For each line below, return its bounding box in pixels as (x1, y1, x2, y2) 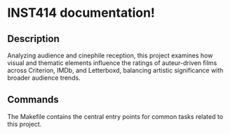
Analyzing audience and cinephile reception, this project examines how (7, 51, 213, 59)
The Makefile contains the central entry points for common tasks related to (7, 112, 224, 120)
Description (7, 33, 60, 45)
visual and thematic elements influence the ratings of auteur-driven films (7, 59, 217, 67)
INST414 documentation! (7, 5, 156, 21)
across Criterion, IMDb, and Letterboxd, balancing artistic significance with (7, 66, 224, 74)
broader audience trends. (7, 73, 81, 82)
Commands (7, 94, 60, 106)
